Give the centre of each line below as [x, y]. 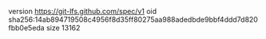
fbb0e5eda [27, 28]
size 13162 [64, 28]
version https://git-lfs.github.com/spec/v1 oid [83, 11]
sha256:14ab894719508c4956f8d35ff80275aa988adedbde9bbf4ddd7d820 [133, 19]
